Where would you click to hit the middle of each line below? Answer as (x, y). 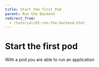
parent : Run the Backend (30, 14)
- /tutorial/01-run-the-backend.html (47, 23)
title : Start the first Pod (33, 9)
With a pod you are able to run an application (50, 60)
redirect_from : (20, 18)
